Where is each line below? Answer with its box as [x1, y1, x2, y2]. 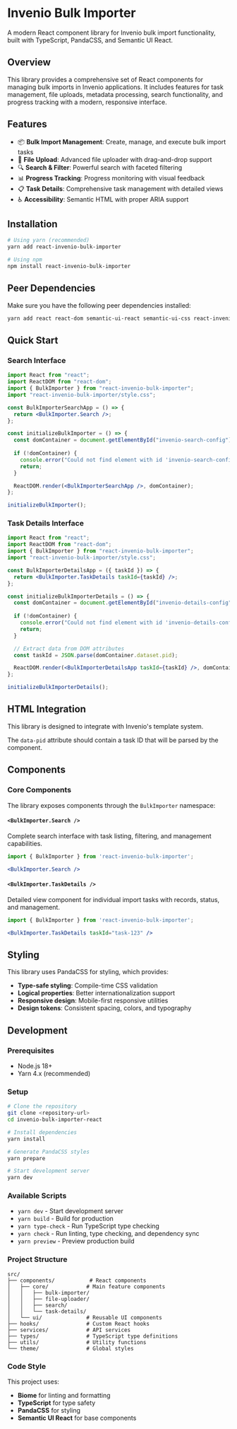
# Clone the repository [7, 1103, 78, 1110]
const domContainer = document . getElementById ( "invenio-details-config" [13, 599, 232, 606]
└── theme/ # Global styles [7, 1345, 134, 1352]
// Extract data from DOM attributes [13, 645, 125, 652]
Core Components [7, 785, 72, 795]
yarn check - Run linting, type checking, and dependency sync [17, 1230, 200, 1238]
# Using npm [7, 256, 42, 263]
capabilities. [7, 839, 42, 847]
